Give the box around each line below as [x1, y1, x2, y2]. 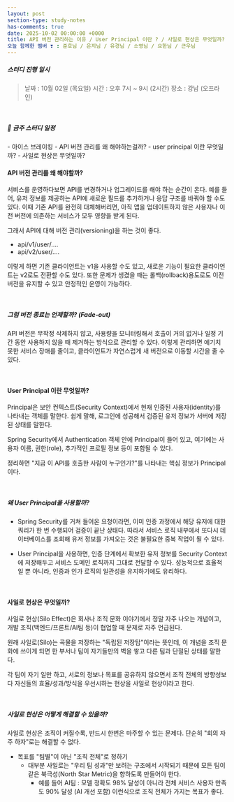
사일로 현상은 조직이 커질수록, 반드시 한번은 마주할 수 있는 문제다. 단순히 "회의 [7, 729, 219, 737]
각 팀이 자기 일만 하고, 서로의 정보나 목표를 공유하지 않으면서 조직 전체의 [7, 671, 203, 679]
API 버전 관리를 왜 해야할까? [7, 168, 84, 177]
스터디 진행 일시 [7, 65, 50, 73]
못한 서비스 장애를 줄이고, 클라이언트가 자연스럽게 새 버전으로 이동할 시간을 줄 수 [7, 347, 226, 355]
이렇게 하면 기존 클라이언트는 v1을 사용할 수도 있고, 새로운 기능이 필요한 [7, 262, 201, 271]
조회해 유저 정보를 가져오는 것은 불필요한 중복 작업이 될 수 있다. [53, 535, 225, 543]
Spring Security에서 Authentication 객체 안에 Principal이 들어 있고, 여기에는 [7, 436, 218, 444]
